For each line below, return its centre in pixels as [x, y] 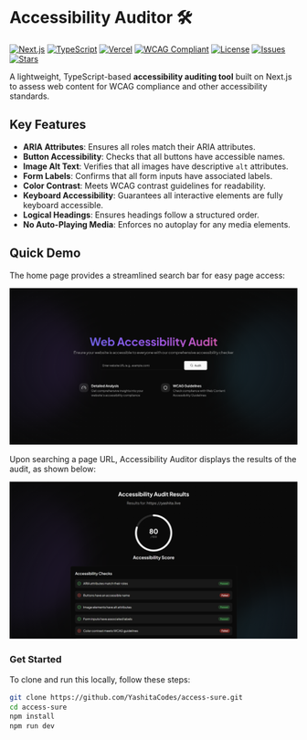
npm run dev [32, 726]
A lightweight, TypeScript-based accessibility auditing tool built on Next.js [151, 76]
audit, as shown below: [53, 469]
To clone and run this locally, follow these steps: [100, 679]
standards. [30, 96]
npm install [32, 717]
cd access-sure [38, 707]
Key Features [48, 125]
